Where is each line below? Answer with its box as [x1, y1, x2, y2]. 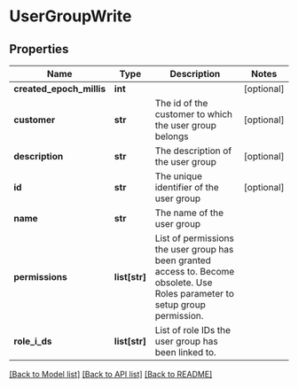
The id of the [154, 97, 208, 109]
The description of [154, 144, 232, 157]
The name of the [154, 206, 224, 219]
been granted [154, 254, 211, 267]
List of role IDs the [154, 324, 231, 336]
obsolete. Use [154, 276, 213, 289]
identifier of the [154, 182, 219, 193]
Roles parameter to [154, 288, 235, 299]
